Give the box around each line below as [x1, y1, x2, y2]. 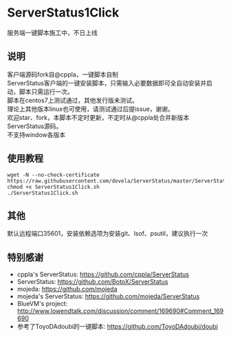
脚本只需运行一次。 [19, 88, 74, 96]
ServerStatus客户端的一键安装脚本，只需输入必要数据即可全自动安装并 [7, 79, 207, 87]
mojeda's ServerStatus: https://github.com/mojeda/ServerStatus [16, 292, 200, 300]
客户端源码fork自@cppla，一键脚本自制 [7, 70, 119, 79]
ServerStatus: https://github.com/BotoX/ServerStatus [16, 278, 168, 286]
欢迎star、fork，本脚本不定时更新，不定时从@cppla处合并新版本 [7, 113, 190, 121]
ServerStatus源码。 [7, 122, 63, 130]
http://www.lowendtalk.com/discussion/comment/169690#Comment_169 [16, 307, 224, 315]
